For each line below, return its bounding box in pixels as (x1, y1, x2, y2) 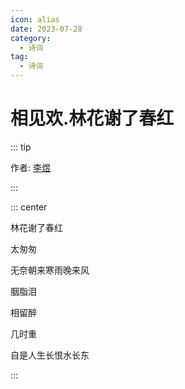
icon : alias (10, 14, 60, 25)
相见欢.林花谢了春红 (10, 107, 175, 130)
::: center (10, 201, 48, 213)
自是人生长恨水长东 (10, 349, 90, 361)
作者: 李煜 (10, 161, 51, 173)
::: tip (10, 141, 32, 153)
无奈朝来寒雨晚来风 (10, 264, 90, 276)
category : (10, 33, 52, 43)
